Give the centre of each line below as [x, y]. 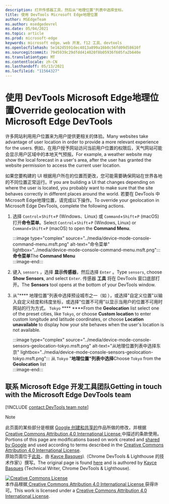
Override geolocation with [70, 111]
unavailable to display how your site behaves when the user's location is [88, 324]
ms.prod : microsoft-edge [31, 38]
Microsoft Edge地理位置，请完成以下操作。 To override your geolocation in [82, 200]
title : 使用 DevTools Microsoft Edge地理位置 [52, 15]
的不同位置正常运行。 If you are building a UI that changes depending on [80, 182]
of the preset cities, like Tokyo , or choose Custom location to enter [82, 314]
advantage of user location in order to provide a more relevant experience [82, 142]
